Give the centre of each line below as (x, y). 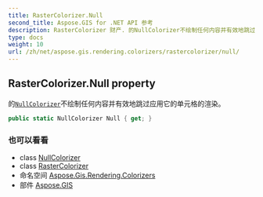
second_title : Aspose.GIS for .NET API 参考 (81, 23)
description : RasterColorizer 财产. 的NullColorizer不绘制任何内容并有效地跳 (129, 30)
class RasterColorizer (54, 166)
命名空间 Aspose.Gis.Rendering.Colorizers (87, 175)
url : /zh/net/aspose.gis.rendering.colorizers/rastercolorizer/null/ (124, 52)
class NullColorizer (50, 157)
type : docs (26, 37)
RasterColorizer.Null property (82, 84)
